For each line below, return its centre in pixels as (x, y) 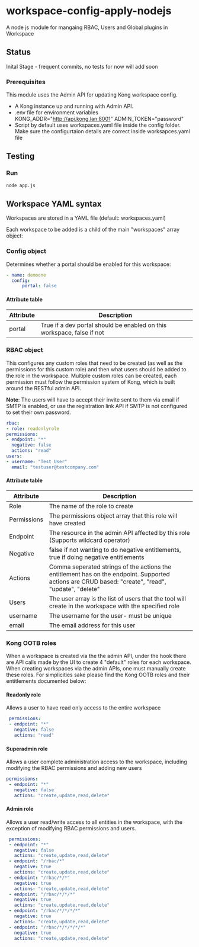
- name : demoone (26, 275)
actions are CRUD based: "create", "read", (108, 582)
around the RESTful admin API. (44, 388)
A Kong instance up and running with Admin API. (74, 106)
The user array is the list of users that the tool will (118, 598)
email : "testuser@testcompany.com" (55, 467)
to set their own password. (38, 412)
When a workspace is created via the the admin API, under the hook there (96, 656)
